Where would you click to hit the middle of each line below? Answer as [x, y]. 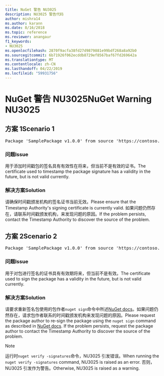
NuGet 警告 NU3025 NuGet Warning [78, 99]
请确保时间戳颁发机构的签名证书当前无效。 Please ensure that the [70, 202]
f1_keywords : [18, 42]
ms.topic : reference [26, 32]
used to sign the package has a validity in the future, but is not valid [73, 279]
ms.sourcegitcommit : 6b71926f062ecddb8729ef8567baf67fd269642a [71, 55]
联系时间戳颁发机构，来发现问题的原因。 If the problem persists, [82, 214]
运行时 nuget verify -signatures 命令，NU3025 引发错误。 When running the [82, 356]
